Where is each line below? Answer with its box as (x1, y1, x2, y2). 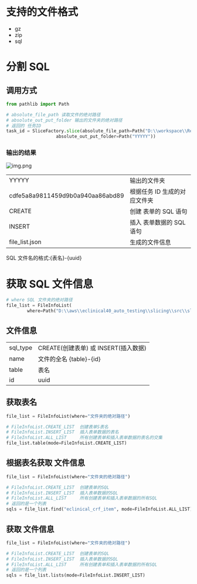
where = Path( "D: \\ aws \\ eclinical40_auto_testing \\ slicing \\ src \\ (27, 308, 188, 314)
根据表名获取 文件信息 (6, 458, 85, 468)
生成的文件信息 (130, 239, 171, 247)
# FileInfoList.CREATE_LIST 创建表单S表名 (6, 424, 108, 429)
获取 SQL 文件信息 (6, 277, 94, 291)
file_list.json (9, 238, 42, 246)
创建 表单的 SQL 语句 (130, 207, 188, 216)
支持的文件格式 (6, 5, 79, 19)
